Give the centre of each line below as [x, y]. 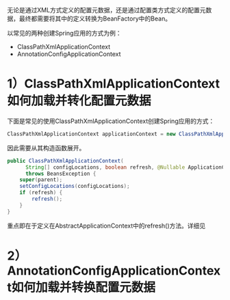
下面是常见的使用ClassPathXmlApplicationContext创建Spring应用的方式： [111, 121]
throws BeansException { [61, 174]
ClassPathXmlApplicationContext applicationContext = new [91, 134]
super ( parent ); [41, 180]
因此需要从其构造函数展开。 [46, 148]
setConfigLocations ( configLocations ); [75, 187]
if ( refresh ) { [41, 193]
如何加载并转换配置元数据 [84, 287]
